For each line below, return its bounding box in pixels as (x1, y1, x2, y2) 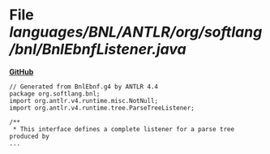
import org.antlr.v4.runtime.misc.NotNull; (9, 96, 159, 105)
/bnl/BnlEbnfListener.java (9, 41, 186, 58)
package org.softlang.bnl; (9, 89, 101, 98)
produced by (9, 132, 49, 140)
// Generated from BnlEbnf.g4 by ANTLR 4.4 (9, 83, 159, 91)
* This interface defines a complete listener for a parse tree (12, 125, 234, 133)
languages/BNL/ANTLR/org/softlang (9, 23, 263, 41)
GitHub (9, 66, 34, 76)
